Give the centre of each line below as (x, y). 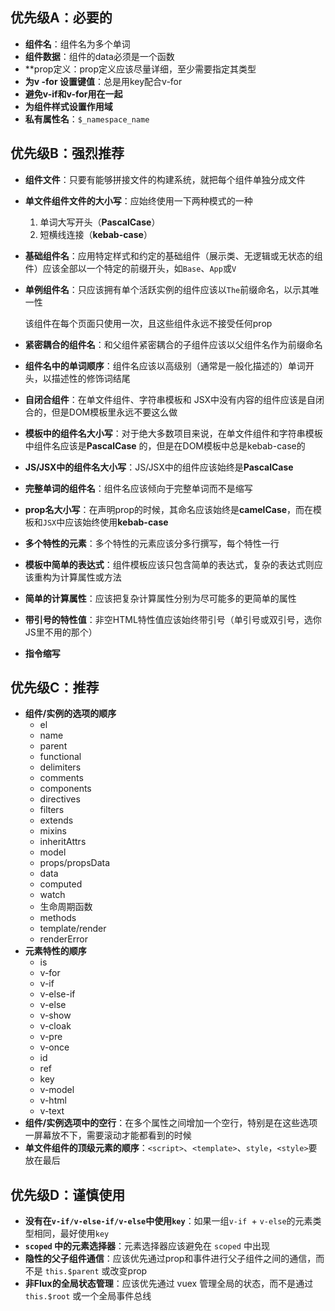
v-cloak (55, 1026)
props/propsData (75, 863)
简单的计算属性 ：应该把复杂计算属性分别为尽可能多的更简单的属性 (160, 598)
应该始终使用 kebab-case (116, 522)
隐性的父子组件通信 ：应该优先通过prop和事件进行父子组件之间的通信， (170, 1259)
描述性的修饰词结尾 (91, 378)
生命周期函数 (66, 907)
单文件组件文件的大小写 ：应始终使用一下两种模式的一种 (138, 200)
